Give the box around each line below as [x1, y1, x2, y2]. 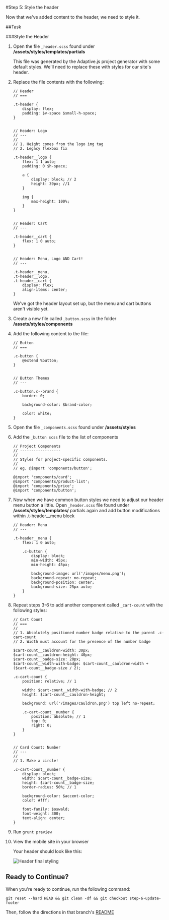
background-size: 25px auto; [31, 584, 93, 589]
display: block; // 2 [31, 177, 77, 182]
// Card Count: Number [13, 745, 61, 750]
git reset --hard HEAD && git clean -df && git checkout [6, 896, 128, 901]
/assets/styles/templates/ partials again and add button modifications [13, 508, 160, 513]
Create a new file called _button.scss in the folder [13, 316, 117, 322]
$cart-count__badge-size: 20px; [13, 657, 81, 662]
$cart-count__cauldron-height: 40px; [13, 652, 93, 657]
